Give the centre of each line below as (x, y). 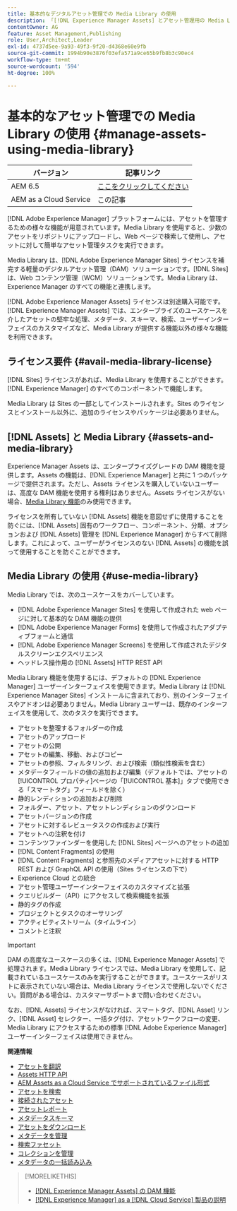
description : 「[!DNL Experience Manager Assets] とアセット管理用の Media (116, 20)
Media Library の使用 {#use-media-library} (103, 576)
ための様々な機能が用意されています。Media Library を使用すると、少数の (120, 227)
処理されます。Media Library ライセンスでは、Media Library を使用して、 (114, 968)
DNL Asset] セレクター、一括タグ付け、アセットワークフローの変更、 (123, 1018)
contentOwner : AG (33, 27)
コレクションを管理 (45, 1153)
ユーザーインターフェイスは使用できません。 (72, 1036)
